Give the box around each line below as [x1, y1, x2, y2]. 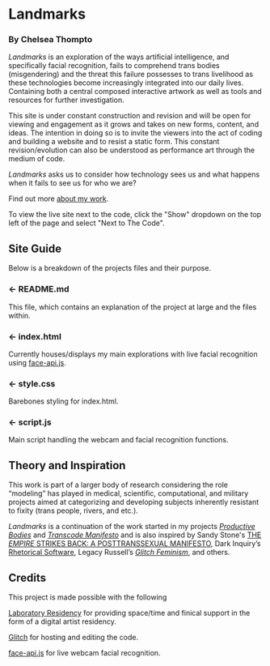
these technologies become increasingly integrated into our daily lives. [8, 78, 244, 88]
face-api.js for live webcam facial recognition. [8, 648, 161, 658]
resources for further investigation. [8, 95, 125, 105]
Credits [8, 570, 47, 584]
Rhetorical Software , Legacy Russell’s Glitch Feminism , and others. [8, 548, 230, 557]
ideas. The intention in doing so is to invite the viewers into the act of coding [8, 128, 263, 138]
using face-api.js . [8, 357, 66, 367]
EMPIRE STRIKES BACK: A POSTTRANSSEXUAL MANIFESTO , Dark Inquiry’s [8, 539, 261, 549]
